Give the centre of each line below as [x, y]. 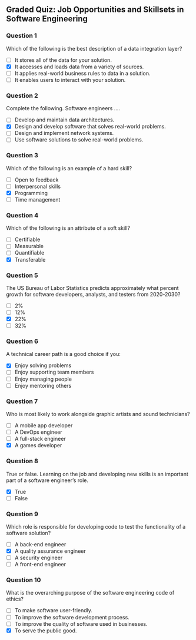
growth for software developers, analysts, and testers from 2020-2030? [93, 294]
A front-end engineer [40, 565]
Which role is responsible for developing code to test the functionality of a [96, 526]
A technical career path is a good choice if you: [63, 354]
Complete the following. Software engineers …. [63, 108]
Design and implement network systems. [64, 133]
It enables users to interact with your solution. [70, 80]
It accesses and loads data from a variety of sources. [79, 67]
